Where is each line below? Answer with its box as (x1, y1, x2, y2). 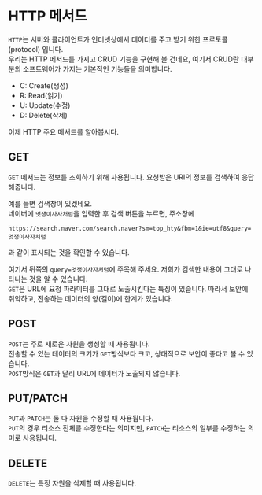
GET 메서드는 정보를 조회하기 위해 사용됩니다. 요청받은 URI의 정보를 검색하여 (8, 172, 240, 182)
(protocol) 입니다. (8, 44, 64, 54)
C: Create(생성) (19, 80, 68, 91)
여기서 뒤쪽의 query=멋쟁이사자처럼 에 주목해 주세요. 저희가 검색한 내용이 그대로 (8, 264, 244, 274)
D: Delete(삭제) (19, 110, 68, 120)
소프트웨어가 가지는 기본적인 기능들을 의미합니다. (22, 64, 172, 73)
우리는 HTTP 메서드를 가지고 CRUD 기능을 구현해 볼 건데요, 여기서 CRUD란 (8, 54, 240, 64)
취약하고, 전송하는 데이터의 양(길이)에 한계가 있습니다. (8, 294, 173, 303)
